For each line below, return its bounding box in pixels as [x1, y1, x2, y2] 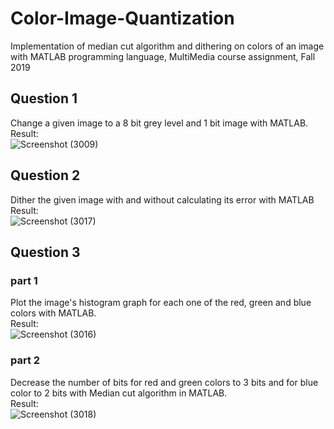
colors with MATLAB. [10, 307, 97, 319]
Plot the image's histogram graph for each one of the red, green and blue [10, 297, 312, 309]
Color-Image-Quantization [10, 7, 235, 30]
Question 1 [10, 90, 78, 107]
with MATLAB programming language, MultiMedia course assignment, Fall [10, 50, 316, 62]
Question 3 [10, 243, 81, 261]
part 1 [10, 273, 38, 287]
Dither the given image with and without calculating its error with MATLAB [10, 193, 315, 206]
